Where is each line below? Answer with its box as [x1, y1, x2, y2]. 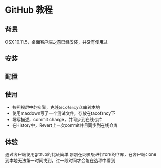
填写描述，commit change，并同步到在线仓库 [12, 116, 102, 122]
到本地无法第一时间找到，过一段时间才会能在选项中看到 [5, 158, 115, 164]
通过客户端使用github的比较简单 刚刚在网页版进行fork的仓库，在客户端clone [5, 152, 157, 157]
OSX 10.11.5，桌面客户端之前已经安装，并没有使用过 [5, 39, 108, 45]
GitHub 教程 [5, 4, 53, 15]
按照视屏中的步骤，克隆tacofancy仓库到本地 [12, 104, 100, 110]
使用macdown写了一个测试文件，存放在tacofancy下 [12, 110, 115, 116]
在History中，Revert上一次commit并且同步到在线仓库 [12, 122, 118, 128]
